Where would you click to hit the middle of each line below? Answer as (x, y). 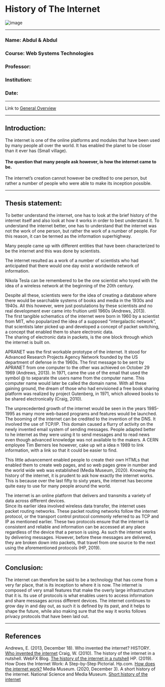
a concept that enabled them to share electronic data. (59, 332)
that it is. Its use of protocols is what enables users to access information (79, 595)
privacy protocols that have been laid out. (47, 616)
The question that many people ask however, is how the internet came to (81, 162)
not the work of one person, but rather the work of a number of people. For (81, 231)
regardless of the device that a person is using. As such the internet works (81, 532)
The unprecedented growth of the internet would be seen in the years (76, 408)
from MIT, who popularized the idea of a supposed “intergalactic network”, (81, 321)
